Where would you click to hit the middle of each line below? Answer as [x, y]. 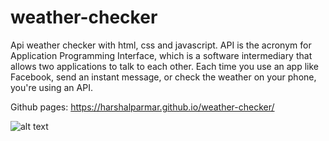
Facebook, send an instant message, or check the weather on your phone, [163, 77]
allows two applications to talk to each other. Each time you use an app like [164, 66]
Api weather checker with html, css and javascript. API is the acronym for [161, 45]
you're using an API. [51, 87]
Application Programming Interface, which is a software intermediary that [161, 55]
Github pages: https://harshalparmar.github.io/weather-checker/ [142, 107]
